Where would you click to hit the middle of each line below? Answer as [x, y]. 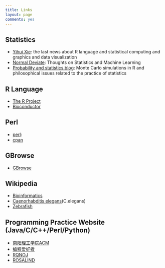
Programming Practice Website [55, 222]
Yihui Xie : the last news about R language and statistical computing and [86, 52]
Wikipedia [21, 184]
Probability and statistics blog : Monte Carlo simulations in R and [78, 68]
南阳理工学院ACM [31, 243]
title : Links [19, 10]
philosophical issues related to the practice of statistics [69, 73]
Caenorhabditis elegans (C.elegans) [49, 201]
